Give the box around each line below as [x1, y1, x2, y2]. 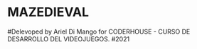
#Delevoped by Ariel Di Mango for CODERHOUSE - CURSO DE [7, 27, 191, 36]
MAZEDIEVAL [7, 4, 90, 20]
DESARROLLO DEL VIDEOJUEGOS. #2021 [7, 34, 130, 43]
